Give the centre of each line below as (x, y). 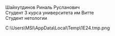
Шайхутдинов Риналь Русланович (43, 7)
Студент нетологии (26, 18)
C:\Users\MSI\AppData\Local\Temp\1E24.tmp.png (58, 28)
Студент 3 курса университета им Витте (50, 13)
